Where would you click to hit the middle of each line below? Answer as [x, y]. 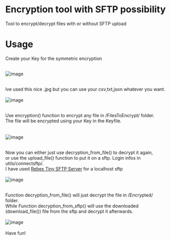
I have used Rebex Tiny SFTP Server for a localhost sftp [64, 169]
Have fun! [16, 233]
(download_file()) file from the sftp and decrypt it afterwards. [69, 211]
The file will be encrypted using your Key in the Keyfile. [63, 121]
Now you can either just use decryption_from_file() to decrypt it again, [79, 152]
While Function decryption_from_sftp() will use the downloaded [72, 206]
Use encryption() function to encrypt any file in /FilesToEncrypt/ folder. [80, 115]
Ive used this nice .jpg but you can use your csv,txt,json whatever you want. [85, 89]
